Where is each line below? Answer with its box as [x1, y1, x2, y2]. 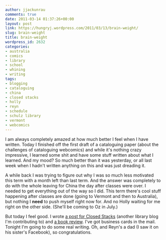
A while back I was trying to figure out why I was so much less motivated [5, 172, 154, 178]
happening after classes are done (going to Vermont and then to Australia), [5, 193, 158, 199]
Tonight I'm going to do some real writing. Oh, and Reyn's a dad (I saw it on [5, 224, 159, 230]
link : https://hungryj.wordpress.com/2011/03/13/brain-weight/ [5, 26, 139, 31]
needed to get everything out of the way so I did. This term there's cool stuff [5, 188, 161, 194]
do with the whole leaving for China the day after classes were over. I [5, 182, 146, 188]
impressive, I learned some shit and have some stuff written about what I [5, 152, 154, 158]
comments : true [5, 12, 37, 17]
